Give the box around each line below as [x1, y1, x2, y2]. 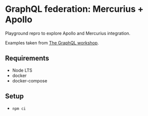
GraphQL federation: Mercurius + [5, 3, 144, 15]
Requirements [5, 54, 49, 63]
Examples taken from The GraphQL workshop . [5, 39, 99, 45]
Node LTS [12, 67, 32, 73]
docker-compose [12, 77, 48, 83]
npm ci [12, 106, 26, 111]
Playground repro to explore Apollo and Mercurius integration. [5, 30, 131, 36]
